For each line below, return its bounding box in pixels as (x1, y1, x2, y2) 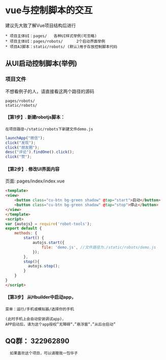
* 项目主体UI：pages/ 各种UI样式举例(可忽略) (5, 33, 97, 39)
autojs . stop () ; (27, 264, 60, 269)
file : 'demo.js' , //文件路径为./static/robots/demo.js (41, 244, 156, 250)
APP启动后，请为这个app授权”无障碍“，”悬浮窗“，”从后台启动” (5, 321, 116, 327)
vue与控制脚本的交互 (5, 5, 93, 16)
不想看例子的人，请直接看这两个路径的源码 (5, 88, 94, 94)
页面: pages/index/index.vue (5, 178, 65, 184)
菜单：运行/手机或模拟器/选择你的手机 (5, 306, 75, 312)
